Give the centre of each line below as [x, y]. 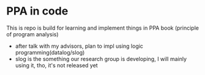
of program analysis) [33, 34]
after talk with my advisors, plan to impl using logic [79, 46]
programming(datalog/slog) [50, 52]
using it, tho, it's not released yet [56, 65]
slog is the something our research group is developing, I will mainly [101, 59]
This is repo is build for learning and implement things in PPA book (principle [102, 28]
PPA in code [37, 11]
